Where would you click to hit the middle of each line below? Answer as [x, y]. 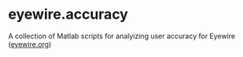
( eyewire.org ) [30, 44]
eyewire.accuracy [68, 14]
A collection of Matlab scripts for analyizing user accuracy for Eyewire [122, 36]
